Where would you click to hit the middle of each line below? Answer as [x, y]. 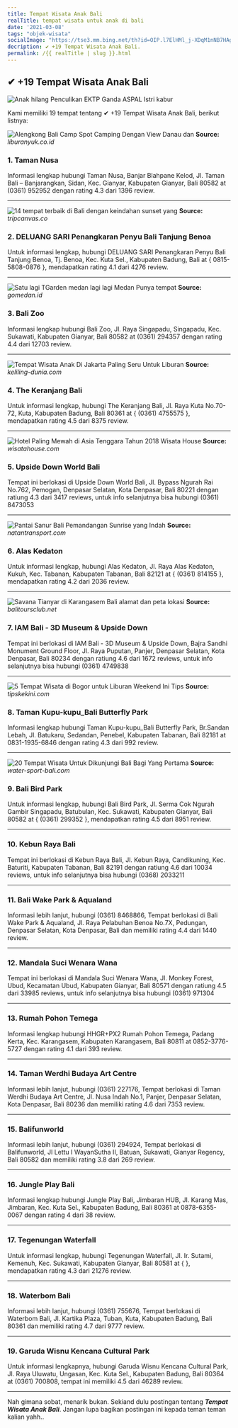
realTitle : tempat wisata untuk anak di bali [75, 21]
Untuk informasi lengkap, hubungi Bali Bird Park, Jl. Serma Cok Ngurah [111, 804]
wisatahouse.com [33, 448]
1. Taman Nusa [33, 160]
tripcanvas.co [28, 218]
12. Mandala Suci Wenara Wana [63, 963]
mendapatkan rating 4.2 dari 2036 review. [68, 582]
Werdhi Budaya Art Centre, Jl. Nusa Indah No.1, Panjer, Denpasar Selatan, [114, 1096]
